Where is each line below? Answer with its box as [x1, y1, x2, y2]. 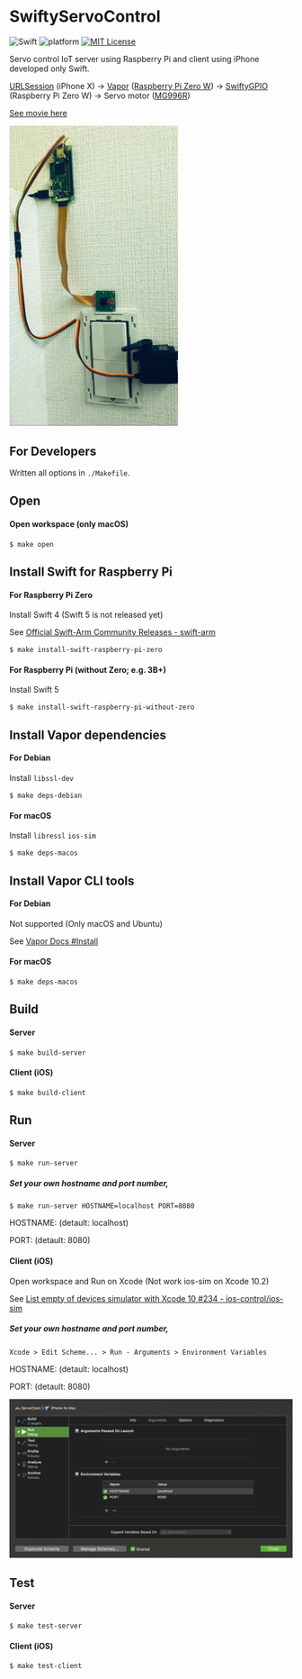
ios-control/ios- [226, 1293, 284, 1303]
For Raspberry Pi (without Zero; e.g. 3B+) [9, 664, 166, 675]
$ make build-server [9, 1048, 87, 1057]
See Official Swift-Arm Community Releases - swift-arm [9, 627, 216, 638]
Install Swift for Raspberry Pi [9, 565, 173, 580]
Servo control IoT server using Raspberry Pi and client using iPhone [9, 53, 260, 64]
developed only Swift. [9, 63, 90, 74]
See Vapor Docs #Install [9, 935, 99, 947]
